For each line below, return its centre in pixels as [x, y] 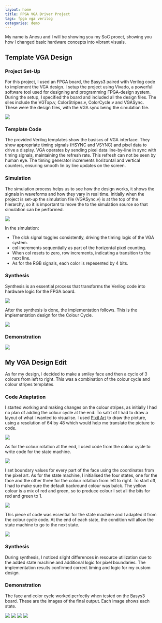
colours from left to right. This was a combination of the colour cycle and [78, 379]
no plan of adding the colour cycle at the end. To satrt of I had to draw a [77, 413]
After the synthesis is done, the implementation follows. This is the [71, 310]
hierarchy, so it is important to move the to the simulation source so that [76, 204]
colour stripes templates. [30, 384]
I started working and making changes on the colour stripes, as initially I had [81, 407]
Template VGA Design [39, 57]
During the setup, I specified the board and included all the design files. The [81, 97]
